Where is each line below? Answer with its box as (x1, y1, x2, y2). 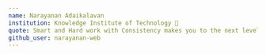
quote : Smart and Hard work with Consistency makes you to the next (8, 26, 239, 34)
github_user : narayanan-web (8, 33, 101, 42)
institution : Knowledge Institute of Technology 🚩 (8, 19, 179, 27)
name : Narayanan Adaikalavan (8, 11, 104, 20)
